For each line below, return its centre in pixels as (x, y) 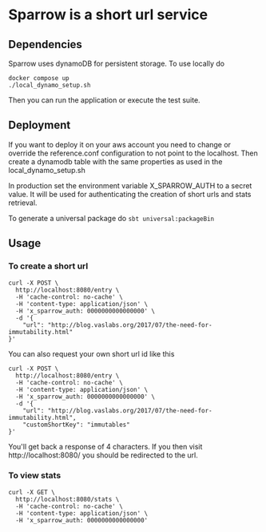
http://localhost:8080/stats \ (67, 499)
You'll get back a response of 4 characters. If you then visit (105, 446)
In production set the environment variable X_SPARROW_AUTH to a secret (130, 185)
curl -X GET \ (32, 492)
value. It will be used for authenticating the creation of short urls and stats (130, 194)
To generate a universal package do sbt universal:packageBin (111, 218)
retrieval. (23, 203)
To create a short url (48, 266)
